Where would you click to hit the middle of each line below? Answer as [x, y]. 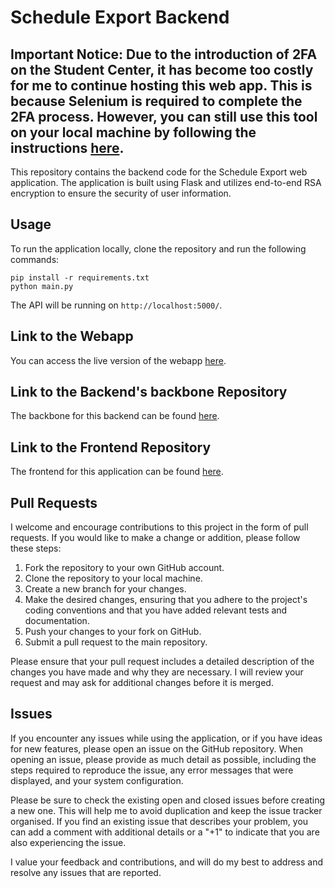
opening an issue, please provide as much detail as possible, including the [163, 759]
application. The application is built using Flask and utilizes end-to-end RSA [166, 182]
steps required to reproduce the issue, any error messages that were [152, 770]
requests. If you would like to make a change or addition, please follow [155, 538]
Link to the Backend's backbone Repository [149, 392]
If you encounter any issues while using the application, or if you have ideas [166, 738]
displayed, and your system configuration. [97, 780]
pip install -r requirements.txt [80, 277]
